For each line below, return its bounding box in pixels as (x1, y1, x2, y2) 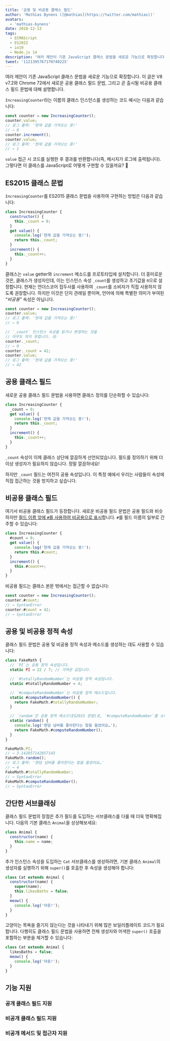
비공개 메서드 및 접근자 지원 (5, 1029, 68, 1036)
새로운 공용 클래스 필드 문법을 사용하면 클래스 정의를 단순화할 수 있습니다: (5, 392, 150, 398)
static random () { (10, 718, 49, 723)
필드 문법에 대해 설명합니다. (10, 86, 65, 93)
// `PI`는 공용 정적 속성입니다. (10, 663, 70, 668)
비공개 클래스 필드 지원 (5, 1015, 57, 1022)
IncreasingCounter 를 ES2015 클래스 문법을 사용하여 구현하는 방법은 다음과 (5, 193, 154, 199)
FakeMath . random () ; (5, 755, 47, 761)
